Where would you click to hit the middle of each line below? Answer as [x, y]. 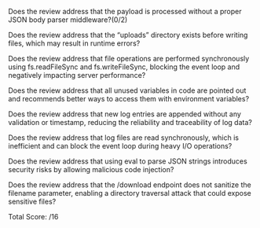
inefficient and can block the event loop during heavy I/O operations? [120, 146]
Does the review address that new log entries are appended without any [125, 114]
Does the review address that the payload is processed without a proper [125, 11]
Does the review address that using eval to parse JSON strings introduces [128, 161]
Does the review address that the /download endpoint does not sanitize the [130, 185]
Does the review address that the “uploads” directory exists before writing [128, 35]
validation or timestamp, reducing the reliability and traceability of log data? [130, 122]
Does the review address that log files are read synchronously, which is [124, 138]
